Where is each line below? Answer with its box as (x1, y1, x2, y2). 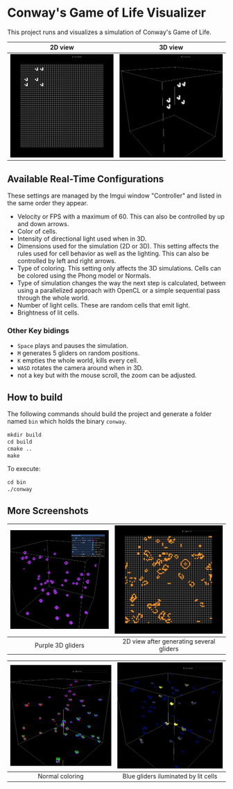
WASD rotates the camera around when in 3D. (17, 364, 144, 372)
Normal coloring (37, 772, 85, 781)
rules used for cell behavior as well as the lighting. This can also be (17, 249, 209, 257)
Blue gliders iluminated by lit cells (122, 772, 218, 781)
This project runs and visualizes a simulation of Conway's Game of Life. (7, 28, 212, 36)
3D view (159, 43, 184, 51)
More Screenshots (7, 504, 89, 516)
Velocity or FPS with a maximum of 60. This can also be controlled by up (17, 212, 225, 221)
